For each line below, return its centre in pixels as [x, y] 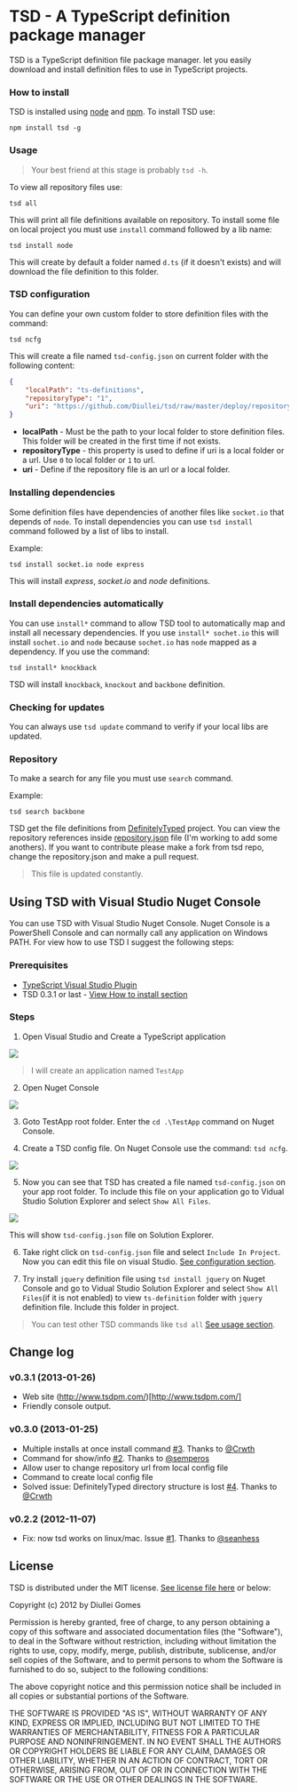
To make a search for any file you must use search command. [121, 779]
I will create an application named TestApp [107, 1070]
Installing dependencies [62, 492]
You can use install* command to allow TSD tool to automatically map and [147, 623]
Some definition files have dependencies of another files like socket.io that [147, 512]
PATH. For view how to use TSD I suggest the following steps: [122, 942]
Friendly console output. [67, 1406]
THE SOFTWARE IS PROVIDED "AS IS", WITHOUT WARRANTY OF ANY [138, 1713]
